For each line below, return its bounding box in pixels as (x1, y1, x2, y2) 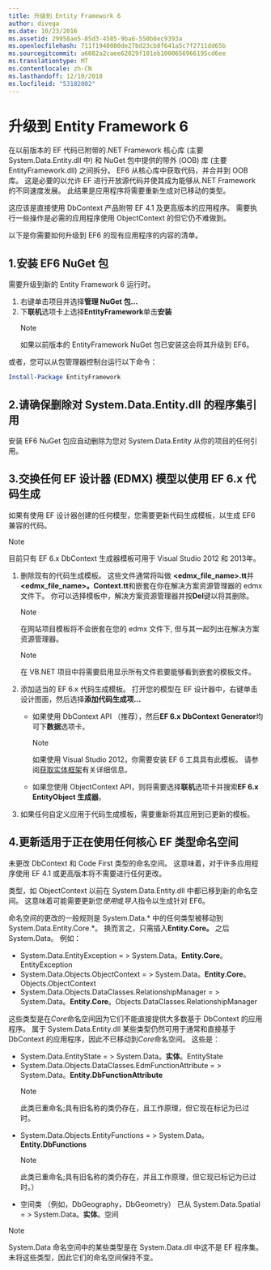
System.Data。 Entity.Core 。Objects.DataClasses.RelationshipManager (19, 996, 257, 1006)
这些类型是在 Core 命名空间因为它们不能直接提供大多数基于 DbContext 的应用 (8, 1014, 263, 1024)
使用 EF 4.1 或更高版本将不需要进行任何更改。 (15, 868, 167, 878)
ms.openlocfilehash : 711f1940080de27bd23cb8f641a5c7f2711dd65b (8, 42, 227, 50)
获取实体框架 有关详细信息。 (39, 764, 132, 774)
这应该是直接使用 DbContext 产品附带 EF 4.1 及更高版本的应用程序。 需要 (8, 203, 251, 213)
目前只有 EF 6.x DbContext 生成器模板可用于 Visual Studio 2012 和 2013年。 (8, 553, 260, 563)
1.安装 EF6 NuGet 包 (8, 256, 109, 270)
